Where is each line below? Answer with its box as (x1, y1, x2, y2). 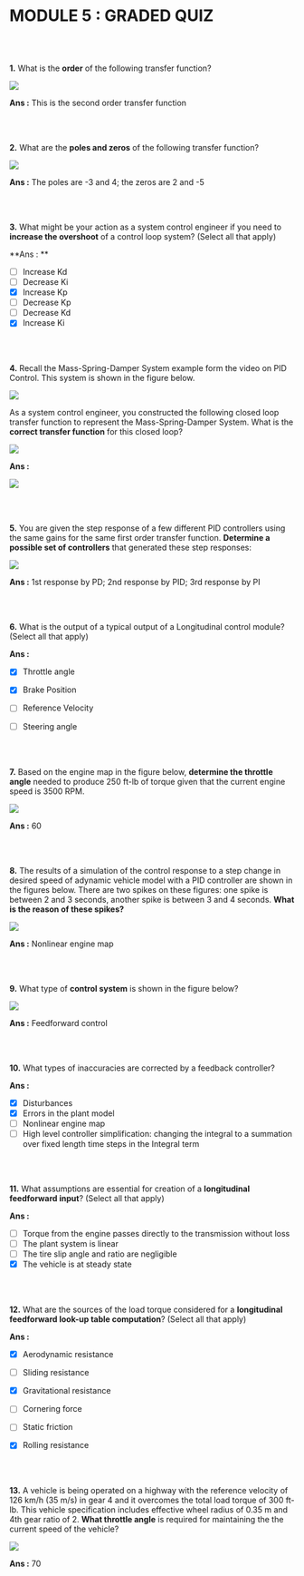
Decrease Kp (22, 297, 71, 308)
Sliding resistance (22, 1367, 90, 1378)
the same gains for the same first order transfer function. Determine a (9, 533, 271, 543)
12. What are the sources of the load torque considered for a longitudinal (9, 1304, 283, 1316)
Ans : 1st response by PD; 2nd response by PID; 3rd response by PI (9, 577, 261, 588)
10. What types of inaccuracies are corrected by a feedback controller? (9, 1062, 276, 1073)
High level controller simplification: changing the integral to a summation (22, 1128, 292, 1139)
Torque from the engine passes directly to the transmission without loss (22, 1228, 290, 1238)
